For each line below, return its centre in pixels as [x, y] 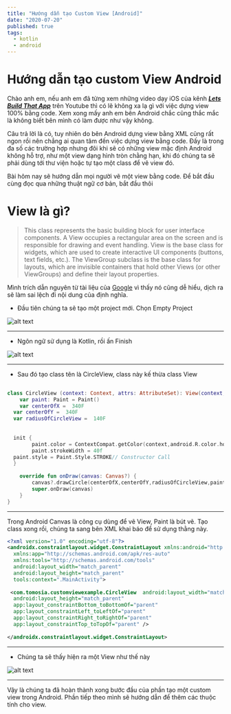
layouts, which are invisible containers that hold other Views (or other [122, 267]
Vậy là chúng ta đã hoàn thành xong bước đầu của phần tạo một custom [109, 690]
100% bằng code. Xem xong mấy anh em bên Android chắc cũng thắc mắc [113, 113]
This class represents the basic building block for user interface [114, 230]
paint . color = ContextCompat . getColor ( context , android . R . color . [126, 444]
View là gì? [39, 211]
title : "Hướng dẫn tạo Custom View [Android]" [75, 13]
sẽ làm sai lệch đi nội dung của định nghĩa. [68, 294]
